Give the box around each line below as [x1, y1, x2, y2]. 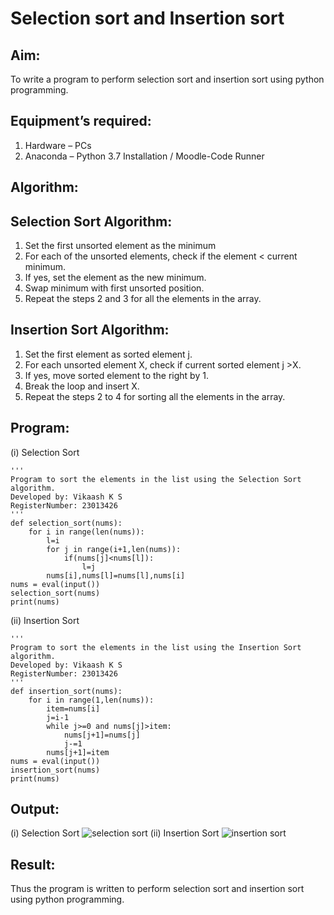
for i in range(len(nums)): [28, 527, 145, 537]
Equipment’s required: [10, 113, 152, 130]
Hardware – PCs [24, 139, 92, 151]
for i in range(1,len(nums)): [28, 695, 155, 705]
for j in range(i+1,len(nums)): [46, 544, 182, 554]
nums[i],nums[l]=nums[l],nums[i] [46, 570, 186, 581]
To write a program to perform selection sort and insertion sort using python [10, 73, 325, 85]
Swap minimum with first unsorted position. [24, 282, 205, 294]
